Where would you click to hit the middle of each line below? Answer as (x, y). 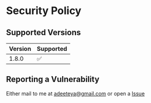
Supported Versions (43, 32)
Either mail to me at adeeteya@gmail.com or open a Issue (75, 93)
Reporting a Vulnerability (53, 79)
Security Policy (44, 11)
